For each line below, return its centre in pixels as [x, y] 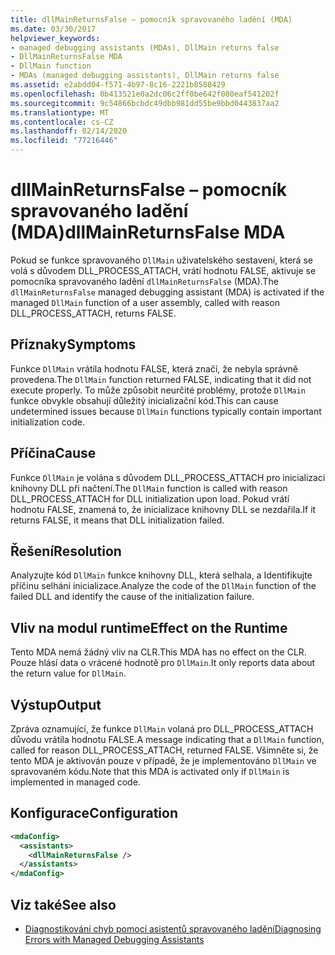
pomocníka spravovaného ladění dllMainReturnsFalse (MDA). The [144, 281]
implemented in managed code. [75, 782]
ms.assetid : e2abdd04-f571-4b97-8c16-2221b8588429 [118, 85]
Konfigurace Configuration [94, 813]
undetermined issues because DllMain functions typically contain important [166, 411]
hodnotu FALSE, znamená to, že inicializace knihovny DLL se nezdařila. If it [163, 509]
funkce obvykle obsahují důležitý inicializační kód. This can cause [144, 400]
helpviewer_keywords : [55, 38]
